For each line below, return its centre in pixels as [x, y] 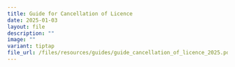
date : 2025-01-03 [33, 20]
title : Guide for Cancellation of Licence [70, 14]
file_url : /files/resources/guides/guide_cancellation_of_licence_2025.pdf [120, 53]
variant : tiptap [31, 46]
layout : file [26, 27]
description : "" [31, 33]
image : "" [22, 40]
